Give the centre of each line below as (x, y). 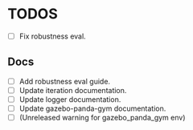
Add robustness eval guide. (64, 81)
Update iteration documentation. (73, 90)
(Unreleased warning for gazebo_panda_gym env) (102, 118)
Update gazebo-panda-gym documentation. (92, 108)
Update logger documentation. (70, 99)
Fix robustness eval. (52, 36)
